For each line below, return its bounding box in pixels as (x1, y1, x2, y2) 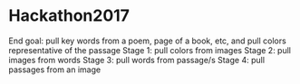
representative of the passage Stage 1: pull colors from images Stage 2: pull (8, 44, 292, 55)
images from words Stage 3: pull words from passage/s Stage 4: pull (8, 54, 265, 65)
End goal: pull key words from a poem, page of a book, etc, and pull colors (8, 35, 286, 46)
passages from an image (8, 64, 102, 75)
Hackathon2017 (8, 5, 131, 26)
